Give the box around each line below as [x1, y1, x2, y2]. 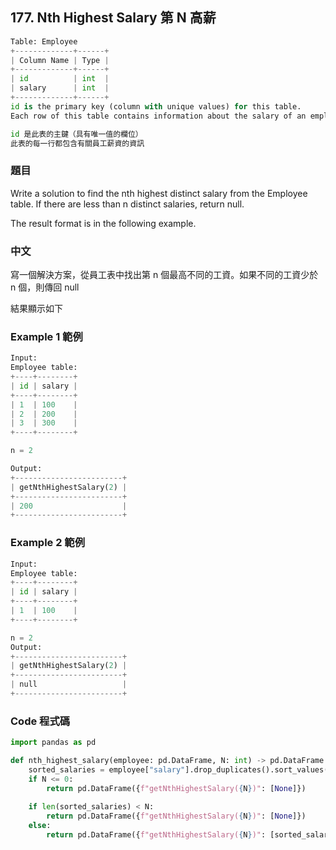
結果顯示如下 [10, 303, 63, 315]
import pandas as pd [10, 738, 97, 748]
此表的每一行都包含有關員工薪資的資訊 [10, 138, 145, 148]
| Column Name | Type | [10, 55, 110, 65]
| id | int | [10, 74, 110, 84]
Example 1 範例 [10, 329, 83, 343]
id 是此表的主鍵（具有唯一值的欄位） [10, 129, 143, 139]
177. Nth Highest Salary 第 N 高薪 [10, 9, 217, 27]
